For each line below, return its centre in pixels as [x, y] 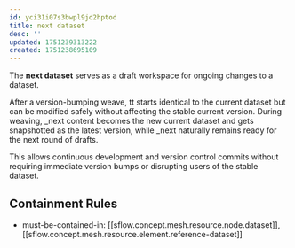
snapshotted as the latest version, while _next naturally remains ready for [143, 130]
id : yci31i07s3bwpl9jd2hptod [63, 17]
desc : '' [25, 34]
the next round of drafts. [54, 140]
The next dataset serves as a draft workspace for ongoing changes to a [141, 75]
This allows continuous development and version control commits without [144, 157]
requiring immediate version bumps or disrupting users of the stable [134, 167]
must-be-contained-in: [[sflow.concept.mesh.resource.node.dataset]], [151, 225]
